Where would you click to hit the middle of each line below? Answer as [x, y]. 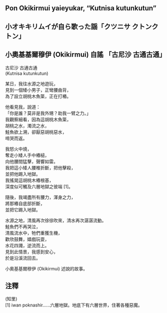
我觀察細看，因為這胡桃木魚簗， [38, 119]
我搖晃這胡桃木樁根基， [29, 180]
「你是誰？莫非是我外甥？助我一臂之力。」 [48, 113]
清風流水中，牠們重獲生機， [34, 233]
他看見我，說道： [23, 107]
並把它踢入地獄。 [23, 210]
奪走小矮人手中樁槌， [27, 155]
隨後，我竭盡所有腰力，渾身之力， [40, 197]
